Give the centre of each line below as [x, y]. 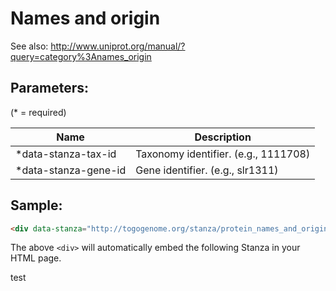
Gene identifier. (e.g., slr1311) [207, 170]
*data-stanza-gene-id [71, 170]
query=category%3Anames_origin [81, 56]
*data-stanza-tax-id [66, 154]
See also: [29, 46]
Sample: [36, 205]
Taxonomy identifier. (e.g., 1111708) [223, 154]
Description [223, 137]
